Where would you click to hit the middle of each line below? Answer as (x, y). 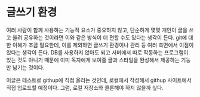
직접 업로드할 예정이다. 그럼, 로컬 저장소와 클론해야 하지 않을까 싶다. (85, 87)
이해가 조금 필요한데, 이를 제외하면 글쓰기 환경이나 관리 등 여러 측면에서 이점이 (103, 45)
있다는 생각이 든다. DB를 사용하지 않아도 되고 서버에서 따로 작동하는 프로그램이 (97, 52)
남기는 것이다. (28, 67)
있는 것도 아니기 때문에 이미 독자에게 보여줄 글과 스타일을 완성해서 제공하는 (93, 60)
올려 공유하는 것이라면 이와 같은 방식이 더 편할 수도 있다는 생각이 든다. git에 (99, 37)
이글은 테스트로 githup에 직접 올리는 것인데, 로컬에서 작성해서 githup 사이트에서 (99, 80)
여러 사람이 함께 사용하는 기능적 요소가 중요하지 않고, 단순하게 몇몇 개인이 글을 (97, 30)
